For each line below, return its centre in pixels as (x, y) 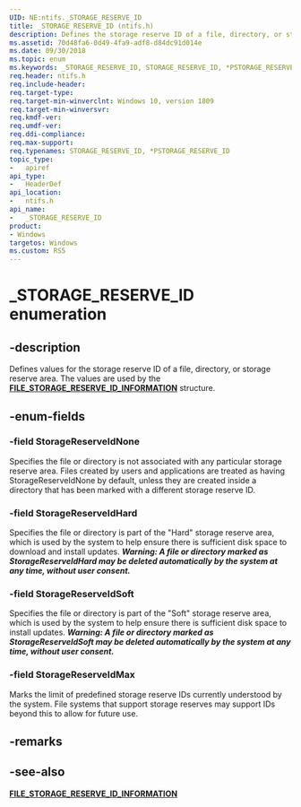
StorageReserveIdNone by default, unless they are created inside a (133, 480)
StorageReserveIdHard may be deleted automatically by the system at (143, 561)
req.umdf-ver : (36, 126)
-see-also (37, 772)
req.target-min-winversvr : (60, 109)
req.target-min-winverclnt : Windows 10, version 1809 (112, 101)
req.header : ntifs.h (48, 76)
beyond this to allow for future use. (74, 713)
